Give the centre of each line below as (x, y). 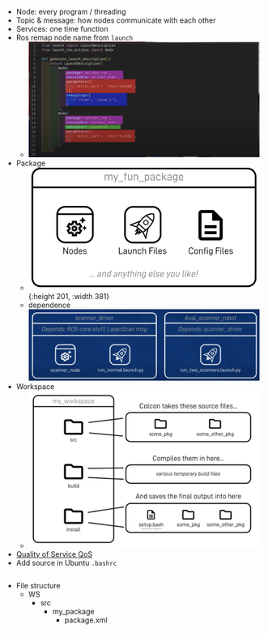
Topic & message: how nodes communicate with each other (116, 20)
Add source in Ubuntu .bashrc (66, 562)
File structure (38, 585)
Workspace (35, 386)
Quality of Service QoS (54, 554)
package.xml (86, 620)
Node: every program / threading (71, 12)
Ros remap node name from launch (74, 37)
